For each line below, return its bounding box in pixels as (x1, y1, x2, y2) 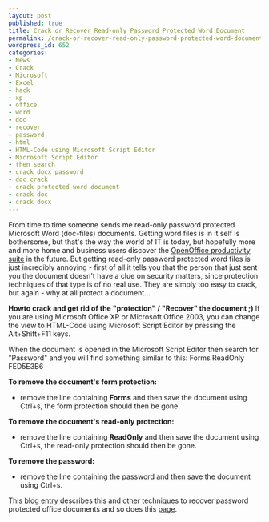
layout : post (8, 11, 52, 20)
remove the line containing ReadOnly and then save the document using (19, 432, 259, 441)
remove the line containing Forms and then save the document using (19, 392, 247, 402)
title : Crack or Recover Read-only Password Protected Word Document (8, 26, 246, 34)
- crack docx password (8, 168, 84, 176)
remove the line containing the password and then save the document (19, 472, 251, 481)
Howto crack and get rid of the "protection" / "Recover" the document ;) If (8, 303, 260, 313)
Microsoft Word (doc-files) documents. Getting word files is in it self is (8, 228, 240, 238)
